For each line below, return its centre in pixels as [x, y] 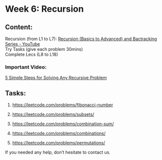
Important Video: [26, 67]
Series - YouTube [23, 44]
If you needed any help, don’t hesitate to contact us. [58, 152]
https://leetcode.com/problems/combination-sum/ [63, 124]
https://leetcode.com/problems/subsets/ [53, 114]
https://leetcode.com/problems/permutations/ [59, 143]
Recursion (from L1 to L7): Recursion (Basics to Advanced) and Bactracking [81, 39]
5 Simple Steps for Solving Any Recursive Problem [56, 78]
